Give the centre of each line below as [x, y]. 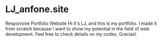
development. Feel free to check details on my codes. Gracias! [71, 34]
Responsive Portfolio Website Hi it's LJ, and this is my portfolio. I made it [81, 23]
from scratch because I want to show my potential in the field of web [77, 28]
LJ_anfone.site [37, 9]
